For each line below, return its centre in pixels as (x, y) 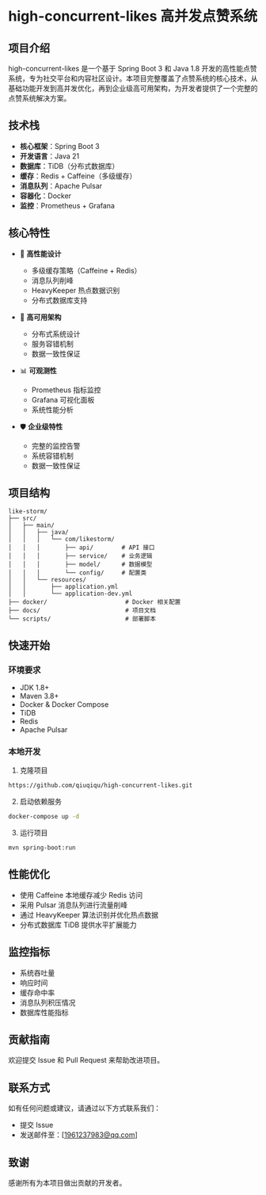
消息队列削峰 (52, 280)
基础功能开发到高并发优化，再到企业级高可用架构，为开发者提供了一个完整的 (133, 88)
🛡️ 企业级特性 (41, 426)
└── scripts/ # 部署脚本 (82, 619)
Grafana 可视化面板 (63, 399)
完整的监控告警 (56, 445)
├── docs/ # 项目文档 (82, 611)
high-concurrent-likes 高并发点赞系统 (133, 16)
